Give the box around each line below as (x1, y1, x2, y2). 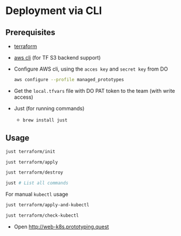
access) (13, 93, 33, 100)
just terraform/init (5, 148, 56, 154)
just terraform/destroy (5, 169, 64, 176)
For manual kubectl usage (5, 191, 68, 198)
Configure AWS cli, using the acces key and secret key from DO (13, 65, 168, 72)
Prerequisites (5, 27, 55, 37)
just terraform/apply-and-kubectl (5, 202, 90, 208)
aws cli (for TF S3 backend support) (13, 54, 101, 61)
